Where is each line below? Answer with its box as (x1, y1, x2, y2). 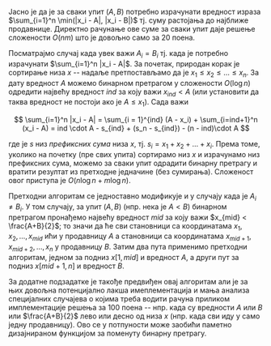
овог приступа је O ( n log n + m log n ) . (8, 175, 131, 185)
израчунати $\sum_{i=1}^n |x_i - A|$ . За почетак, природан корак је (8, 58, 240, 68)
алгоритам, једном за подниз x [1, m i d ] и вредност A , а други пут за (8, 252, 239, 262)
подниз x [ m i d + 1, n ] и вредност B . (8, 261, 125, 271)
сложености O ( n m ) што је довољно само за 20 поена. (8, 32, 196, 42)
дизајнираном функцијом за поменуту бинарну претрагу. (8, 328, 207, 338)
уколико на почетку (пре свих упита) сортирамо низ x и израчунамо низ (8, 149, 260, 159)
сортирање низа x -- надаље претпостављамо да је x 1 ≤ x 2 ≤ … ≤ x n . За (8, 67, 260, 79)
